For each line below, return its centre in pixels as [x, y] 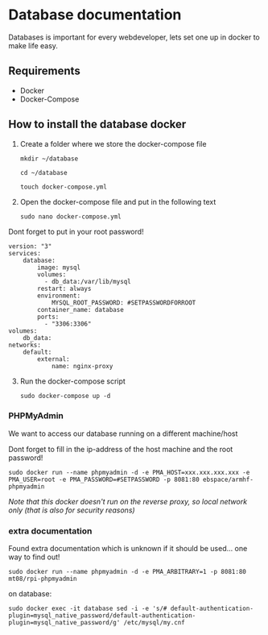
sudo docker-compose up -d [65, 396]
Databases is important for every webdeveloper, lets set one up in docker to [134, 37]
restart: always [64, 288]
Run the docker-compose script [73, 381]
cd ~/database [43, 172]
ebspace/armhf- [228, 479]
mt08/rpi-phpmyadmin [43, 579]
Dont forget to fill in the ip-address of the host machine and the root [121, 449]
